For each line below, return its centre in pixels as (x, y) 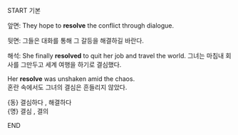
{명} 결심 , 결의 (28, 111)
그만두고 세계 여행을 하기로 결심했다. (71, 65)
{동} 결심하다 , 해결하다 (40, 102)
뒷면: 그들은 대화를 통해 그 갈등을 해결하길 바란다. (76, 40)
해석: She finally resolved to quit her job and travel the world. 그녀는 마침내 (116, 56)
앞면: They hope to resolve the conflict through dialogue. (91, 26)
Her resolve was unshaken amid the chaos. (71, 79)
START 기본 (24, 10)
